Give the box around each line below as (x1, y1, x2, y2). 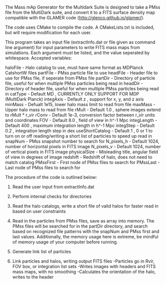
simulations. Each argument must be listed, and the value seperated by (5, 50, 150, 56)
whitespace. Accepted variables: (5, 55, 72, 61)
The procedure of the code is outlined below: (5, 174, 98, 180)
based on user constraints (12, 208, 66, 214)
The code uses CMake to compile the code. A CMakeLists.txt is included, (5, 24, 155, 30)
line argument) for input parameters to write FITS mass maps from (5, 45, 140, 50)
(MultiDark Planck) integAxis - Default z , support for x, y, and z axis (5, 96, 144, 102)
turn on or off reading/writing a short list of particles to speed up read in (5, 133, 152, 139)
